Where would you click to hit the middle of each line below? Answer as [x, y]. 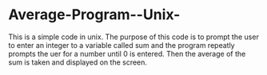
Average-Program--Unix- [94, 15]
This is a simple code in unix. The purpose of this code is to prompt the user [134, 37]
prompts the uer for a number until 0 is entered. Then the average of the [127, 53]
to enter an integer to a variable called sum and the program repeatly [122, 45]
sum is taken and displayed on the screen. [78, 62]
